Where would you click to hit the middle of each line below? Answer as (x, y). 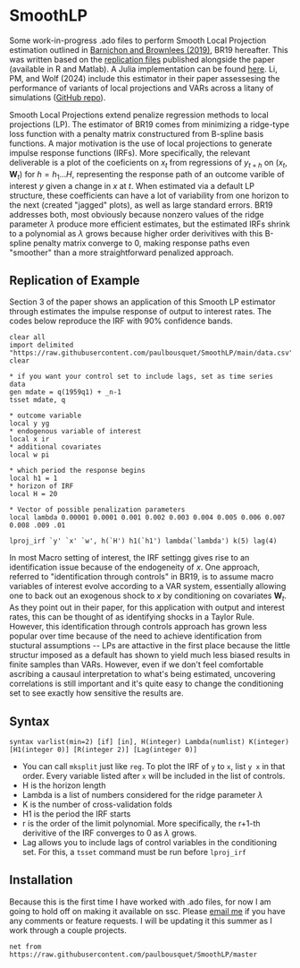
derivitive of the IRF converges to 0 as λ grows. (109, 833)
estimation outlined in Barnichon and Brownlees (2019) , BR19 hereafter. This (149, 49)
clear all (28, 338)
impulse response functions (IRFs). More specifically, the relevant (130, 152)
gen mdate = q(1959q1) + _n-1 (66, 392)
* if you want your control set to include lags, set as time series (142, 377)
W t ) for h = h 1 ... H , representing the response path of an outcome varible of (147, 175)
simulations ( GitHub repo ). (58, 97)
